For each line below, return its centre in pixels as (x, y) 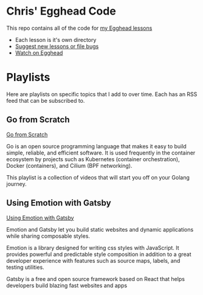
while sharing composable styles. (48, 236)
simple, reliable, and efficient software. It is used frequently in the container (101, 153)
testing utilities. (25, 267)
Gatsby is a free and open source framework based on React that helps (96, 279)
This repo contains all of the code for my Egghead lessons (79, 28)
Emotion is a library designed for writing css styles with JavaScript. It (93, 248)
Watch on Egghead (39, 52)
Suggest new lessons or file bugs (57, 46)
